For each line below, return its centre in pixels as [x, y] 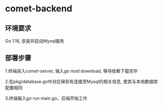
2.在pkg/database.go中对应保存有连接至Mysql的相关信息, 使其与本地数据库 [81, 81]
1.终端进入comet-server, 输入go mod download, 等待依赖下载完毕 [72, 71]
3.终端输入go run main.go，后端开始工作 [46, 98]
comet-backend [39, 9]
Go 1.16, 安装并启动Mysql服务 [35, 41]
